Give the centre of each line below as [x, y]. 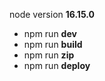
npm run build [53, 44]
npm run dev [50, 33]
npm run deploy [57, 65]
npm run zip [49, 55]
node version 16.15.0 [52, 14]
